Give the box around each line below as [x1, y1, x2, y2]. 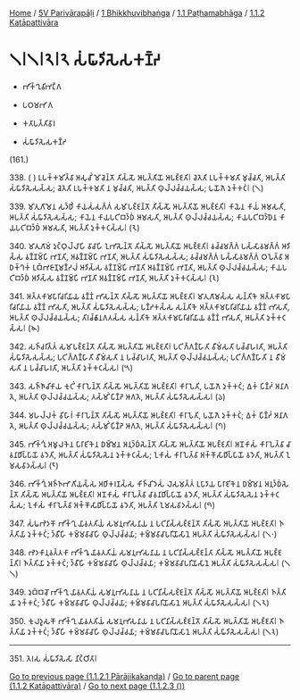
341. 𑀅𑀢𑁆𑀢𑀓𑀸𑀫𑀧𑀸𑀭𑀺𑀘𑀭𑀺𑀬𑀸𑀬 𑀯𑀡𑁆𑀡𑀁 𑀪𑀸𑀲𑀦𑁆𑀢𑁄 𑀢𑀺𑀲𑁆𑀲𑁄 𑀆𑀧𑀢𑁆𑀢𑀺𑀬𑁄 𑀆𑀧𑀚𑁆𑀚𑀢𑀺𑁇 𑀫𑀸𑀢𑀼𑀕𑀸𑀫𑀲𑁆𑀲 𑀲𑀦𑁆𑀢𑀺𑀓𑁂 [9, 290, 259, 302]
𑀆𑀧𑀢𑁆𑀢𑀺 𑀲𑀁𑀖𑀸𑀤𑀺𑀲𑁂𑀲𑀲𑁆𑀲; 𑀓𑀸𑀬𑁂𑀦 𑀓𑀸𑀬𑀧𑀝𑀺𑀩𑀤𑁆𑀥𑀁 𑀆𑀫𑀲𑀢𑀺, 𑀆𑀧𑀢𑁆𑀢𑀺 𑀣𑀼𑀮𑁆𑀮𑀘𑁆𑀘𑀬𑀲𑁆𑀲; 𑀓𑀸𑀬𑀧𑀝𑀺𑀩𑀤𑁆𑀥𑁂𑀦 [9, 212, 278, 222]
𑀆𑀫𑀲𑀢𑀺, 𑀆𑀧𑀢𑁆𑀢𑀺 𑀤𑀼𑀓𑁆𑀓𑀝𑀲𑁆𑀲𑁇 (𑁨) [42, 222, 140, 233]
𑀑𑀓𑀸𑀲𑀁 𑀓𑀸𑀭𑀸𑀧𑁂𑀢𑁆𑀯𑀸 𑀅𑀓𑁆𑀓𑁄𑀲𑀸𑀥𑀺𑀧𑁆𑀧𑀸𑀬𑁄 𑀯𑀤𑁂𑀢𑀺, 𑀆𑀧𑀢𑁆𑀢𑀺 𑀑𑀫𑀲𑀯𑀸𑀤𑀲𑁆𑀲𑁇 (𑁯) [27, 499, 216, 510]
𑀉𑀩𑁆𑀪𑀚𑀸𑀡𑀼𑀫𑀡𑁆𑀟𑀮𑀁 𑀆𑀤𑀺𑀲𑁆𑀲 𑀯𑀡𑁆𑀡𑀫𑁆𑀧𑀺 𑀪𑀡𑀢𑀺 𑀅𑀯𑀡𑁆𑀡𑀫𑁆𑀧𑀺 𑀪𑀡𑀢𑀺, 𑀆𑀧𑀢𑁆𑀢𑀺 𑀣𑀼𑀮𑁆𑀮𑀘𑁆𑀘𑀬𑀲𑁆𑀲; [32, 262, 269, 272]
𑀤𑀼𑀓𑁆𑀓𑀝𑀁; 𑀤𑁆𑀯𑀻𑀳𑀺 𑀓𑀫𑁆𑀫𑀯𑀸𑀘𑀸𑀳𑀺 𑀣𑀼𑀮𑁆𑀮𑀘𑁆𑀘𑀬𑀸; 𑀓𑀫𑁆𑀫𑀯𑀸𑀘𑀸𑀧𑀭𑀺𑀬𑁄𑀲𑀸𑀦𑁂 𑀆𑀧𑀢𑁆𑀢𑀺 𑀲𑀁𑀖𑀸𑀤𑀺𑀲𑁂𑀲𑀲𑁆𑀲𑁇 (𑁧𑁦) [27, 529, 278, 539]
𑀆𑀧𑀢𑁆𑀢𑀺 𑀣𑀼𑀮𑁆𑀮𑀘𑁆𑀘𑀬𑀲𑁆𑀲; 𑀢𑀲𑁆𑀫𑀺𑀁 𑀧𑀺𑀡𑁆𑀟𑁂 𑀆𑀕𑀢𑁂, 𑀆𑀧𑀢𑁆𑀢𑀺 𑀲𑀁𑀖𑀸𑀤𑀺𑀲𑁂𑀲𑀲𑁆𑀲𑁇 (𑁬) [18, 391, 226, 402]
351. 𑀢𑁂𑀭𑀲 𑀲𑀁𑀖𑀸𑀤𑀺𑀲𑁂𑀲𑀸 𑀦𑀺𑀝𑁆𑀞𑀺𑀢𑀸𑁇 [9, 653, 98, 663]
